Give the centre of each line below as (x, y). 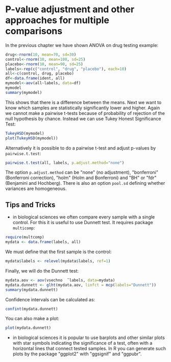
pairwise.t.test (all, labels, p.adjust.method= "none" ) (65, 163)
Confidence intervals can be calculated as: (50, 299)
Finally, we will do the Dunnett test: (42, 271)
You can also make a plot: (32, 319)
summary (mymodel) (24, 92)
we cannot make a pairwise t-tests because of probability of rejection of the (85, 113)
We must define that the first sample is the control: (58, 252)
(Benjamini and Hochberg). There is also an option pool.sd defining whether (85, 183)
